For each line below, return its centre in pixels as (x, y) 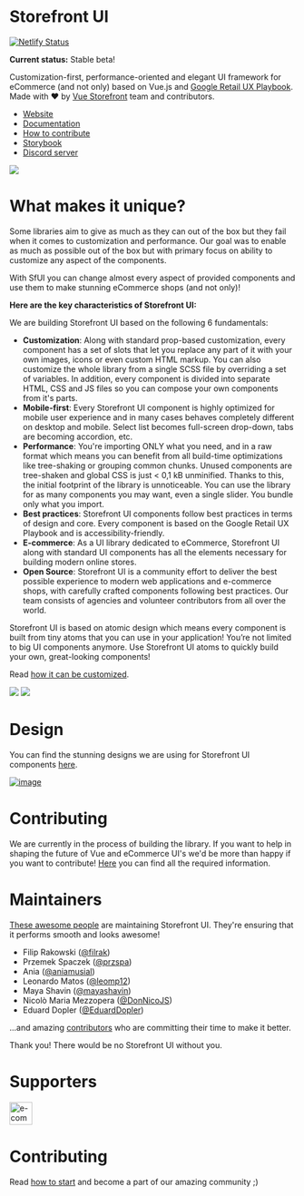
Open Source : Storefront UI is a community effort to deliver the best (150, 571)
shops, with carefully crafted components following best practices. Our (155, 591)
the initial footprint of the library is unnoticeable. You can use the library (157, 485)
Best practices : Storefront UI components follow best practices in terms (157, 514)
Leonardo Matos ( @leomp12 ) (77, 981)
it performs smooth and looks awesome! (85, 934)
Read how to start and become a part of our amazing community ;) (134, 1181)
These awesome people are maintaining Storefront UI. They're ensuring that (152, 925)
